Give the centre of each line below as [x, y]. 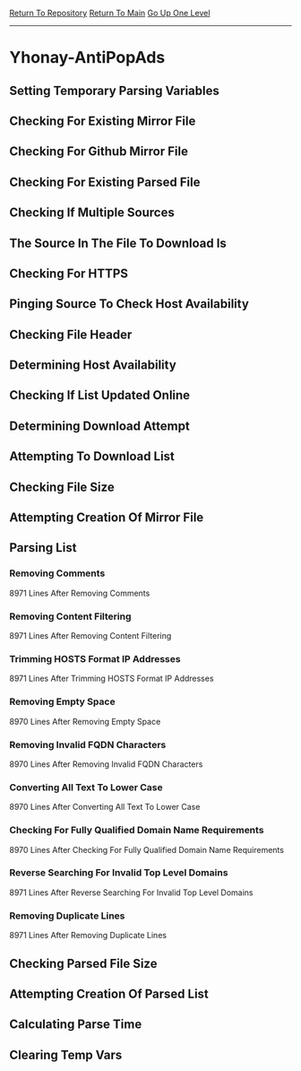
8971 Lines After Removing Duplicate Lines [88, 936]
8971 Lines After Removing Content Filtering [90, 636]
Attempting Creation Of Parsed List [109, 993]
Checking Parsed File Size [83, 963]
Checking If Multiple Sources [92, 213]
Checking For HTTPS [69, 273]
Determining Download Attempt [99, 426]
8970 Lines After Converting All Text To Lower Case [105, 807]
